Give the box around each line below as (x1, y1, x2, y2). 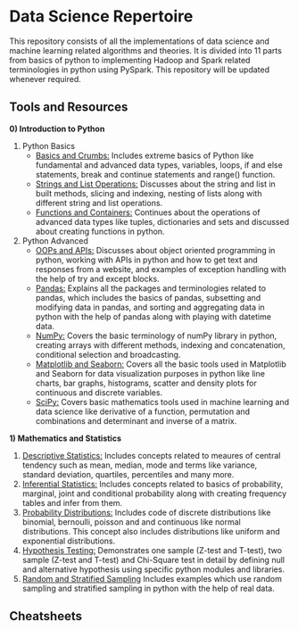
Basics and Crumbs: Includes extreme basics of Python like (35, 150, 254, 161)
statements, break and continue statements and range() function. (35, 169, 276, 179)
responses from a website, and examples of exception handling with (35, 263, 287, 274)
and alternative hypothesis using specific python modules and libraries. (21, 564, 286, 575)
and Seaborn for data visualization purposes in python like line (35, 368, 266, 378)
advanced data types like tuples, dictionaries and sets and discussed (35, 216, 290, 227)
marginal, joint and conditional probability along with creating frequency (21, 488, 287, 499)
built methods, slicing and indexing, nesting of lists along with (35, 187, 262, 198)
